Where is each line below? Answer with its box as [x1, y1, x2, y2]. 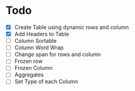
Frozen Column [14, 64, 53, 72]
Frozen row [14, 58, 43, 65]
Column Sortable [14, 37, 57, 45]
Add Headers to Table [14, 31, 70, 37]
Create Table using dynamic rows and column [14, 24, 129, 31]
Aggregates [14, 71, 44, 78]
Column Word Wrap [14, 44, 64, 51]
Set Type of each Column [14, 78, 78, 85]
